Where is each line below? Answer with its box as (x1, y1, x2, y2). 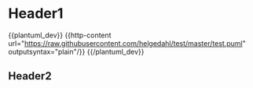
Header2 (8, 69, 53, 83)
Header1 (8, 5, 64, 23)
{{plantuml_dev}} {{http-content (8, 30, 112, 40)
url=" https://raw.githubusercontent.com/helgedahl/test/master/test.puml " (8, 38, 246, 48)
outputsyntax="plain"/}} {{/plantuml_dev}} (8, 47, 145, 56)
